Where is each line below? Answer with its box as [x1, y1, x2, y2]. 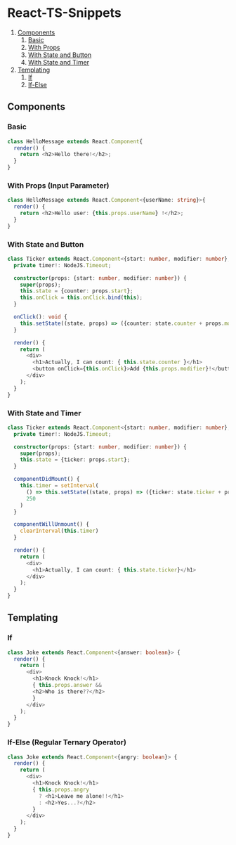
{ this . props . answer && [32, 682, 102, 689]
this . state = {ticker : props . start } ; [20, 456, 131, 463]
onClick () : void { [13, 314, 68, 321]
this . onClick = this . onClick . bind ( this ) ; [20, 294, 143, 302]
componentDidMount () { [13, 476, 80, 483]
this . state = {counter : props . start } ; [20, 288, 133, 295]
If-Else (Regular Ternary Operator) [7, 737, 126, 747]
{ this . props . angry [32, 786, 90, 793]
